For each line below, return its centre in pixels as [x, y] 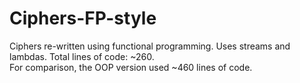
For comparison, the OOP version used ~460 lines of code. [131, 67]
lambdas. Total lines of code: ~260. [82, 56]
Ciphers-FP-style [83, 18]
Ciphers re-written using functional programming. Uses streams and [150, 46]
